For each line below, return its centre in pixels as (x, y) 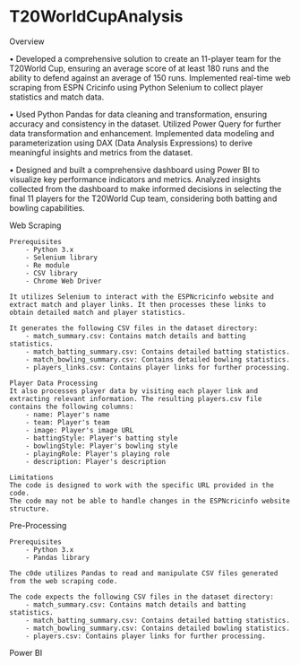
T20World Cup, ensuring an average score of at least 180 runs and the (139, 68)
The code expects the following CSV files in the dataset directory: (142, 597)
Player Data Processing (54, 383)
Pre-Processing (38, 525)
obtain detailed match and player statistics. (98, 312)
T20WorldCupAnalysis (96, 17)
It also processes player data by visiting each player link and (133, 391)
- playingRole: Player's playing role (98, 454)
